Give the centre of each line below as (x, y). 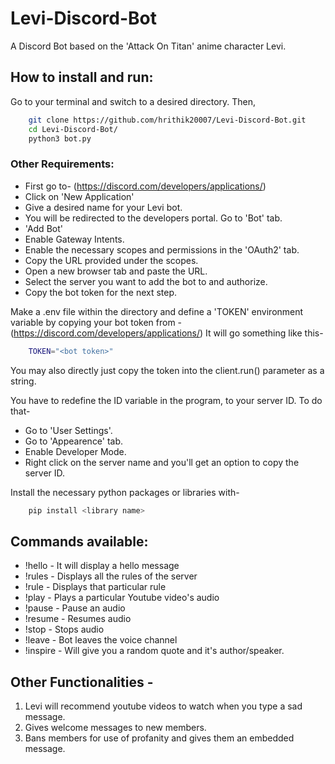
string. (23, 381)
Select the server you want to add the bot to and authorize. (146, 281)
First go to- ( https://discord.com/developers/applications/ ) (145, 186)
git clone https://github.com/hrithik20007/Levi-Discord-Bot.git (167, 120)
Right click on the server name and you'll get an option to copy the (162, 462)
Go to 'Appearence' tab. (74, 441)
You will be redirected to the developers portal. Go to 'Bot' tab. (153, 218)
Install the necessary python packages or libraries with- (125, 492)
